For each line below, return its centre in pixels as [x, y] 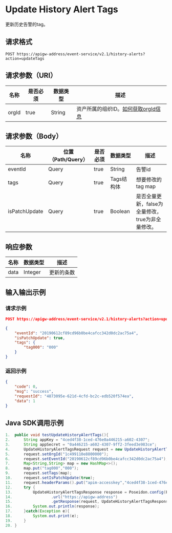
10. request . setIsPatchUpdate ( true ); [50, 478]
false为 [155, 204]
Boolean [120, 211]
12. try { [20, 487]
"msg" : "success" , [34, 391]
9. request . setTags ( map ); [39, 473]
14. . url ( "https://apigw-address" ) [61, 497]
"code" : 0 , [26, 387]
